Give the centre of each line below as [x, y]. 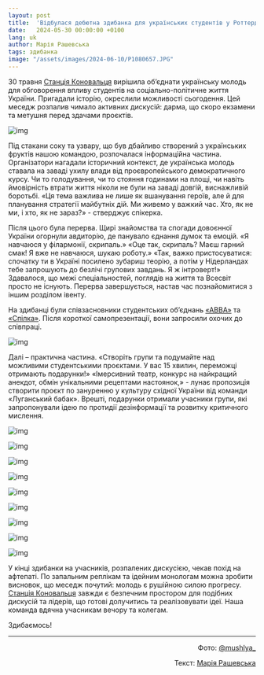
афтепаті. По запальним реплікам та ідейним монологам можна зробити [130, 576]
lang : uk [22, 37]
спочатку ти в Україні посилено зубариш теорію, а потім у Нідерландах [128, 261]
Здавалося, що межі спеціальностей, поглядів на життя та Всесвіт [120, 278]
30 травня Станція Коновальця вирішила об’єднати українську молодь [127, 81]
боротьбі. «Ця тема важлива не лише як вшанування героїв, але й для [126, 195]
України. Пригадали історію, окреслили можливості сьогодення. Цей [125, 98]
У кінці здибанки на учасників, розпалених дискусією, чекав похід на [125, 568]
